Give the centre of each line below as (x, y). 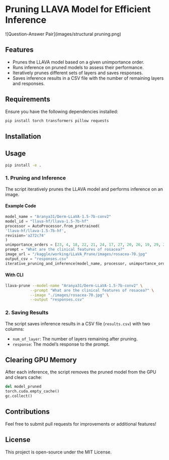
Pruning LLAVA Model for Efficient (78, 9)
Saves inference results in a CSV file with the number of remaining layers (88, 78)
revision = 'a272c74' (26, 236)
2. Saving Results (27, 313)
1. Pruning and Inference (36, 178)
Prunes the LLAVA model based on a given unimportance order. (78, 62)
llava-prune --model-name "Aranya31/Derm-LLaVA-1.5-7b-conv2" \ (74, 285)
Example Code (21, 206)
